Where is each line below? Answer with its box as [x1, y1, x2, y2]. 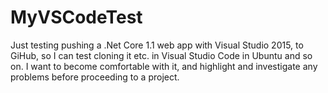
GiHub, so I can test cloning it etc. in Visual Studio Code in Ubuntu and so [10, 49, 313, 61]
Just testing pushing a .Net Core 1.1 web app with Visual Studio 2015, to [10, 39, 304, 51]
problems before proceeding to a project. [10, 71, 180, 83]
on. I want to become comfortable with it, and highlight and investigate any [10, 60, 318, 72]
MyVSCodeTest [10, 6, 143, 29]
